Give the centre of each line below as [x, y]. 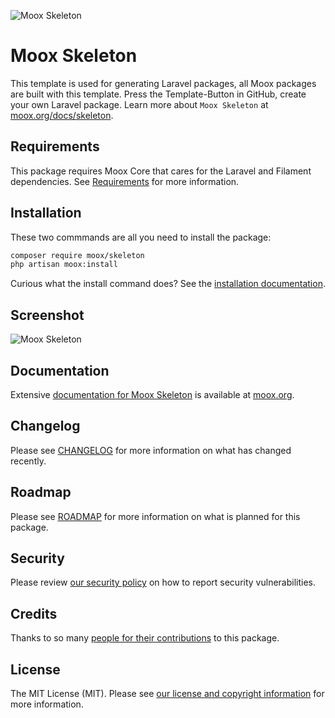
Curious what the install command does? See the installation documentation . [168, 284]
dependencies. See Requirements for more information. [125, 181]
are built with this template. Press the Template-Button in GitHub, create [158, 94]
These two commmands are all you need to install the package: [141, 237]
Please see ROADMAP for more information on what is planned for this [155, 516]
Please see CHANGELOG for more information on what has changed [151, 450]
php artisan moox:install [64, 265]
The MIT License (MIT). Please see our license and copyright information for [167, 693]
